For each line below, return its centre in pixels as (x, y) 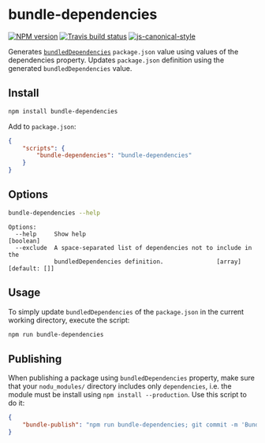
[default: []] (32, 268)
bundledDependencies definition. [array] (148, 262)
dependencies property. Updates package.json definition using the (116, 60)
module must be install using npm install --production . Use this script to (127, 395)
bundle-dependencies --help (54, 213)
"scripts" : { (44, 148)
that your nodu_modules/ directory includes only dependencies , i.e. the (120, 386)
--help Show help (51, 234)
